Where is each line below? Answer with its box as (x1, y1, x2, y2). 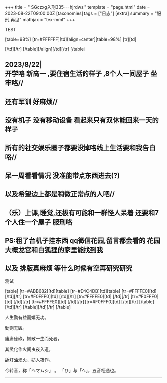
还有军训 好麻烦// (5, 97, 58, 106)
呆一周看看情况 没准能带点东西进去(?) (5, 171, 120, 180)
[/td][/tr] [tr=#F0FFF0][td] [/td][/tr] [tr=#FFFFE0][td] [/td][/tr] (5, 293, 130, 299)
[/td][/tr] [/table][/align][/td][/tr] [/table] (5, 46, 85, 52)
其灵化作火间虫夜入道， (5, 346, 53, 352)
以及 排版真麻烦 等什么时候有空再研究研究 (5, 264, 133, 272)
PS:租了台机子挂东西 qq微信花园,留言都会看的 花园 (5, 236, 160, 245)
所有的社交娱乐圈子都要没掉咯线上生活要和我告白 (5, 143, 156, 152)
